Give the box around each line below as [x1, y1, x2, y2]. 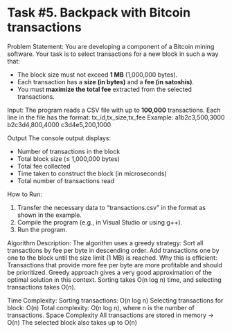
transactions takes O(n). [7, 283, 76, 291]
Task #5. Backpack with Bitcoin [7, 5, 191, 21]
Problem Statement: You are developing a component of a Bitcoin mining [7, 42, 215, 50]
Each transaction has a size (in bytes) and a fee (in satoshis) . [17, 77, 195, 86]
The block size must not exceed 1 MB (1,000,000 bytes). [17, 70, 178, 79]
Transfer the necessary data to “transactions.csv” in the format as [17, 203, 206, 211]
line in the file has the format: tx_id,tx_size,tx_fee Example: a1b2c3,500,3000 [7, 113, 225, 122]
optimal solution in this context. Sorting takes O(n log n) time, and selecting [7, 275, 222, 284]
